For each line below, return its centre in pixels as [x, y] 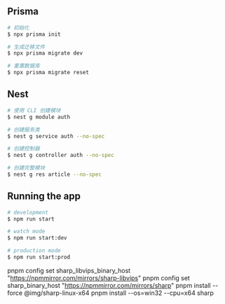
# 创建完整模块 [26, 168]
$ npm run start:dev [37, 238]
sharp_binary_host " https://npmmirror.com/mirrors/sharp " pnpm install [109, 285]
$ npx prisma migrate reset [48, 73]
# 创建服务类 [23, 130]
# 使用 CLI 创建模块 [34, 110]
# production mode [34, 251]
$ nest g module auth [39, 117]
